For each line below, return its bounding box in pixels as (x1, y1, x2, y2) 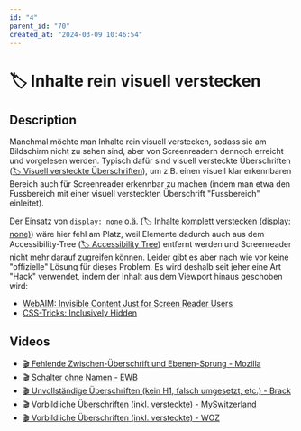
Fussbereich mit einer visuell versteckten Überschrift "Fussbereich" (9, 188, 260, 199)
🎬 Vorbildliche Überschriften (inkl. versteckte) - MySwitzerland (22, 399, 257, 410)
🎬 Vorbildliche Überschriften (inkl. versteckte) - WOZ (22, 412, 221, 424)
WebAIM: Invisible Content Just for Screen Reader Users (22, 298, 233, 309)
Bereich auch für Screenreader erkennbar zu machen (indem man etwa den (9, 179, 291, 189)
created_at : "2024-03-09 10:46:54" (9, 30, 143, 39)
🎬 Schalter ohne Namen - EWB (22, 371, 138, 383)
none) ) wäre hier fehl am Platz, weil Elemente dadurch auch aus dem (9, 229, 265, 240)
